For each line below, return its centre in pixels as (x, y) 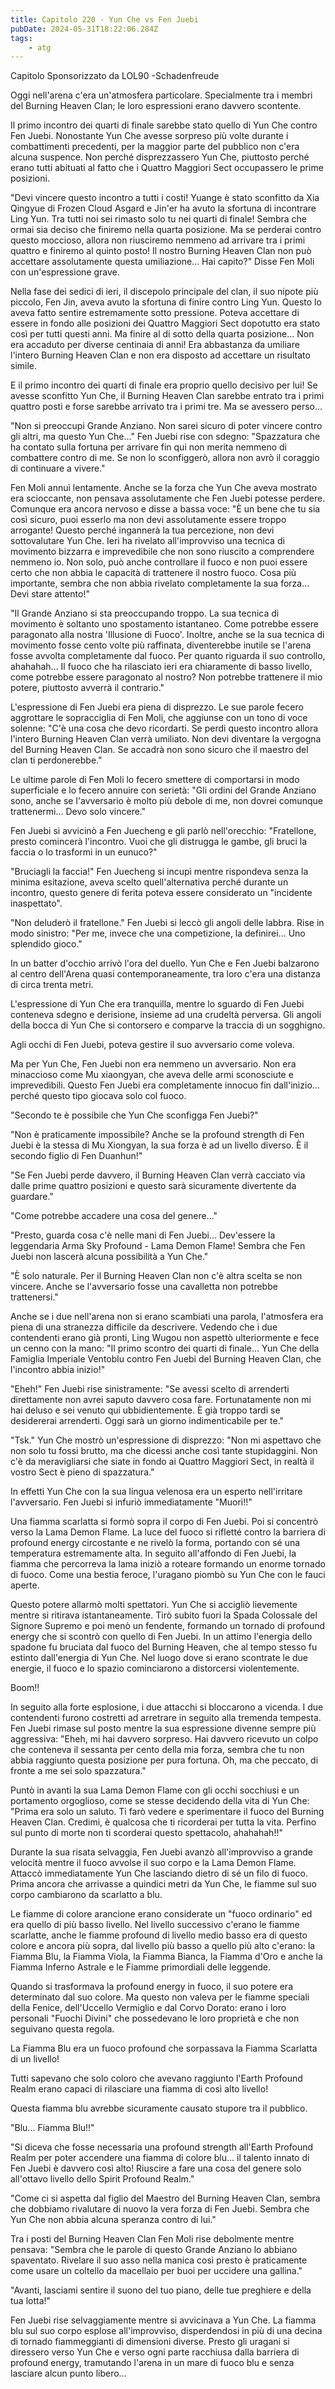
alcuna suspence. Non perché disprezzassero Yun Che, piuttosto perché (160, 157)
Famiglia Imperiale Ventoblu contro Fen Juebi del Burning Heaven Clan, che (166, 1359)
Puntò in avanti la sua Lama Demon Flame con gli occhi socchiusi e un (155, 1790)
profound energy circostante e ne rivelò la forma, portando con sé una (155, 1543)
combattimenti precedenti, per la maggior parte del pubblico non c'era (155, 147)
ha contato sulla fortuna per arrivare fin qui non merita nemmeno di (148, 447)
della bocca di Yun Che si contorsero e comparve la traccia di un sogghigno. (168, 1025)
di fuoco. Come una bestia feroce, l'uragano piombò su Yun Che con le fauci (168, 1575)
